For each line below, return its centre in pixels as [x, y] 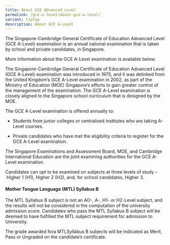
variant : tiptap [22, 19]
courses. [34, 126]
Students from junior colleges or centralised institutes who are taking [85, 121]
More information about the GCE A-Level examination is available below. [81, 59]
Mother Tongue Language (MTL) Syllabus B [52, 189]
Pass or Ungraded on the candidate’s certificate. [56, 237]
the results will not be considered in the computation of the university [78, 205]
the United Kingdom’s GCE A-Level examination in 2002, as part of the [79, 80]
